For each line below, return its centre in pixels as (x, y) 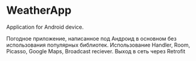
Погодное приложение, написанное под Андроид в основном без (91, 38)
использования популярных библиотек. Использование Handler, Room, (98, 45)
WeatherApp (39, 10)
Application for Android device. (45, 27)
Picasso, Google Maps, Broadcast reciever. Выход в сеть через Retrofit (96, 51)
